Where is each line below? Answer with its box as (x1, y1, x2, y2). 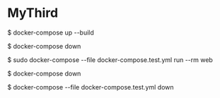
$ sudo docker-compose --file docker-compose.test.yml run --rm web (7, 55, 214, 64)
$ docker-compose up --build (7, 28, 94, 37)
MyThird (7, 5, 59, 21)
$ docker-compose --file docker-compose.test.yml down (7, 82, 174, 91)
